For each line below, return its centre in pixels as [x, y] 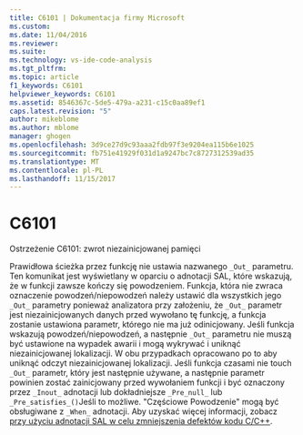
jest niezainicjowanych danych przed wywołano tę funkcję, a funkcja [138, 315]
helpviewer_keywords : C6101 [63, 94]
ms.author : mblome [44, 128]
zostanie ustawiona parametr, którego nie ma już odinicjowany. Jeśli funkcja [152, 325]
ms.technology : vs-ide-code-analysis [81, 60]
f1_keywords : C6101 [46, 86]
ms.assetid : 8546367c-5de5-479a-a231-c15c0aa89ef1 [107, 102]
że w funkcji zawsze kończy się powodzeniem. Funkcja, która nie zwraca [146, 286]
